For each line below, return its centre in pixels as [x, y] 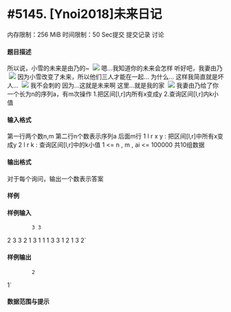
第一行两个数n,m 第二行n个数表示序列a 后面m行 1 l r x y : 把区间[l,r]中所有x [112, 136]
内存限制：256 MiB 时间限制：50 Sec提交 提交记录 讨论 [86, 34]
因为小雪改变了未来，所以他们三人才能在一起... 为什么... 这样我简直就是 [117, 77]
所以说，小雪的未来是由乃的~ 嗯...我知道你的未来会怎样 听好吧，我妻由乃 [115, 68]
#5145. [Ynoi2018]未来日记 [85, 14]
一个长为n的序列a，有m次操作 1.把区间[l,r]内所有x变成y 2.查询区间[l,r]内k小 [113, 94]
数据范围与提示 [28, 302]
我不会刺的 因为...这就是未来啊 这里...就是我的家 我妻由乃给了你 [124, 85]
